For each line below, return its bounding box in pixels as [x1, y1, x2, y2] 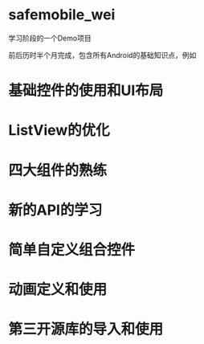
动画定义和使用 [8, 281, 108, 299]
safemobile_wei [8, 6, 116, 24]
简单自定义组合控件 [8, 240, 136, 259]
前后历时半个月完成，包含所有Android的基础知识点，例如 [8, 50, 197, 59]
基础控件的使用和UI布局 [8, 82, 164, 100]
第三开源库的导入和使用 [8, 320, 164, 338]
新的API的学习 [8, 201, 103, 219]
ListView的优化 [8, 121, 110, 140]
